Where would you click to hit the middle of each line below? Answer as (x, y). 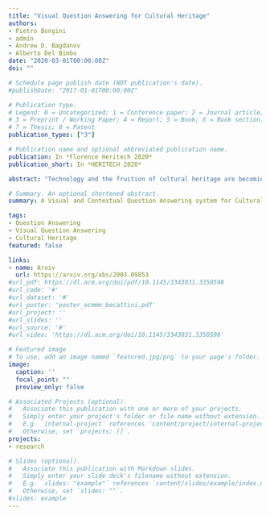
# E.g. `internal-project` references (77, 424)
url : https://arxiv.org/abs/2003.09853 (82, 275)
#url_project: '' (37, 312)
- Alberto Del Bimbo (43, 53)
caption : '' (36, 372)
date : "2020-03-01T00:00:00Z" (59, 61)
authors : (23, 23)
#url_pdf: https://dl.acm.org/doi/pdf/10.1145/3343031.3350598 (117, 283)
